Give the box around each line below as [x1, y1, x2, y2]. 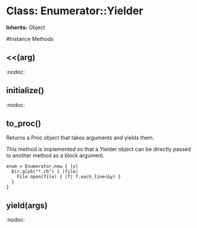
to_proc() [6, 118, 42, 128]
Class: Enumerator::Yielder [6, 4, 144, 18]
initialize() [6, 85, 45, 96]
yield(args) [6, 200, 48, 210]
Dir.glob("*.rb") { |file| [11, 169, 79, 175]
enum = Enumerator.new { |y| [6, 163, 79, 170]
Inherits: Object [6, 24, 46, 31]
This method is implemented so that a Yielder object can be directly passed [6, 145, 192, 153]
